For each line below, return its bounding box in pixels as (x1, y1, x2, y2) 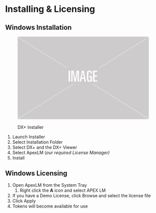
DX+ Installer (17, 124, 44, 130)
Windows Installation (5, 23, 72, 32)
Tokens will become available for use (12, 203, 88, 209)
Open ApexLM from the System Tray (12, 182, 87, 188)
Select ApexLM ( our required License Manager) (12, 150, 110, 156)
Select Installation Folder (12, 139, 63, 145)
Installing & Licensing (5, 3, 95, 15)
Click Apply (12, 198, 36, 204)
